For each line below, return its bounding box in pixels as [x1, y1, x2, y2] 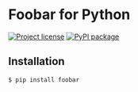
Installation [8, 55, 65, 68]
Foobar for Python [8, 6, 131, 24]
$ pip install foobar [8, 75, 80, 84]
